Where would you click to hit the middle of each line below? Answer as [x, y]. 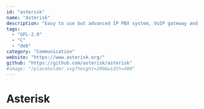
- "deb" [22, 46]
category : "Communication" [41, 52]
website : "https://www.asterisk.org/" [56, 57]
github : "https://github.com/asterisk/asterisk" [69, 63]
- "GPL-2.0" [27, 35]
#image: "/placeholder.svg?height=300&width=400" [71, 69]
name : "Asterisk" [28, 18]
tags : [13, 29]
